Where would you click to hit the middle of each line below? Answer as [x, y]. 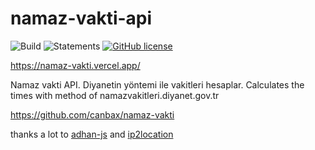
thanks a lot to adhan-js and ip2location [92, 134]
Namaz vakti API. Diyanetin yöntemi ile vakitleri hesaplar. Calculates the [157, 84]
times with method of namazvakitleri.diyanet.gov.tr [115, 95]
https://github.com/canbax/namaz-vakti [92, 114]
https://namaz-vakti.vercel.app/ [75, 65]
